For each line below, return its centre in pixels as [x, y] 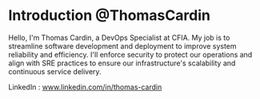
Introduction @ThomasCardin [109, 16]
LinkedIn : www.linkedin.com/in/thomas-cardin [85, 87]
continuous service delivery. [55, 71]
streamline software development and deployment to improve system [123, 46]
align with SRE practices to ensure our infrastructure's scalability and [122, 63]
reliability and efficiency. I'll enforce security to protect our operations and [130, 54]
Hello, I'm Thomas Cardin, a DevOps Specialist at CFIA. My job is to [119, 38]
